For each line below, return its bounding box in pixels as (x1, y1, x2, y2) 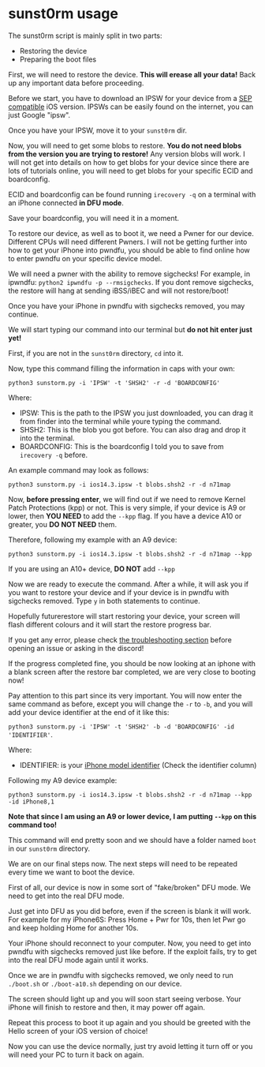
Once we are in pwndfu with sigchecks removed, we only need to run (8, 970, 234, 979)
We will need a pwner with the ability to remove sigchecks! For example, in (8, 269, 251, 279)
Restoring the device (19, 46, 88, 55)
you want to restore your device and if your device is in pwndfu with (8, 587, 230, 597)
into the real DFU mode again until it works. (8, 955, 148, 964)
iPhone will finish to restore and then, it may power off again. (8, 1002, 206, 1012)
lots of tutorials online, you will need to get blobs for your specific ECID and (8, 166, 254, 175)
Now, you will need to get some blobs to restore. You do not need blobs (8, 140, 242, 150)
